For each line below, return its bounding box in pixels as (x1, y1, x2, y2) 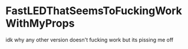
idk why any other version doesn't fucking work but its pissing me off (5, 36, 174, 43)
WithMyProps (5, 17, 75, 30)
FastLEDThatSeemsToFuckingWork (5, 4, 182, 18)
